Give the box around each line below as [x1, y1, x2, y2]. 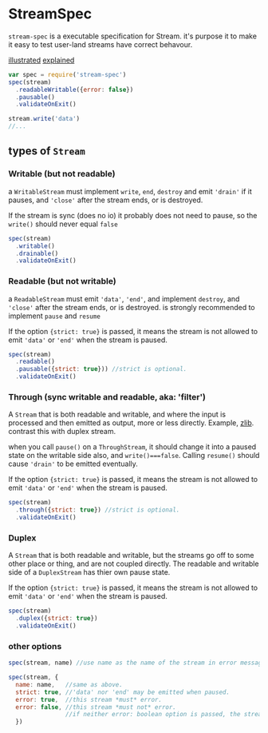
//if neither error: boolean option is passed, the [65, 711, 241, 719]
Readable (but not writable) [8, 276, 117, 287]
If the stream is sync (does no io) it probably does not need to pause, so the [8, 210, 258, 220]
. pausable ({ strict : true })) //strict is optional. [15, 365, 187, 373]
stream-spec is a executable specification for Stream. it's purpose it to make [8, 31, 258, 41]
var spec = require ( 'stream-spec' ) [8, 70, 127, 78]
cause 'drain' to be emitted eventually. [8, 459, 138, 468]
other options [8, 640, 62, 651]
